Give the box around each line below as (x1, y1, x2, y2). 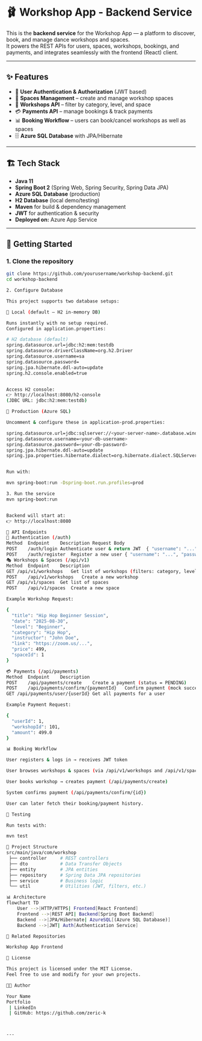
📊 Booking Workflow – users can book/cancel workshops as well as (14, 117, 186, 124)
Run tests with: (6, 822, 47, 828)
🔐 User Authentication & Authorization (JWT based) (14, 88, 147, 95)
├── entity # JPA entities (8, 866, 98, 873)
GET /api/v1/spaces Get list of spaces (6, 580, 109, 586)
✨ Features (6, 72, 49, 82)
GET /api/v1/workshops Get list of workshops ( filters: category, (6, 568, 182, 574)
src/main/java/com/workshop (6, 850, 77, 856)
